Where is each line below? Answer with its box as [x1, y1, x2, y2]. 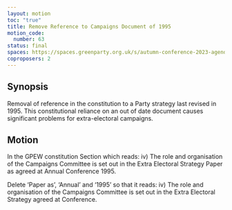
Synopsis [7, 81, 48, 93]
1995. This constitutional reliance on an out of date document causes [7, 107, 204, 115]
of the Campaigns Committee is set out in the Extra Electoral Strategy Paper [7, 160, 223, 168]
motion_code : [7, 29, 45, 37]
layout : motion [7, 10, 51, 17]
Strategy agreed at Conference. [7, 195, 97, 204]
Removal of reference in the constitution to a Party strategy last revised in [7, 99, 217, 107]
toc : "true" [7, 17, 41, 24]
